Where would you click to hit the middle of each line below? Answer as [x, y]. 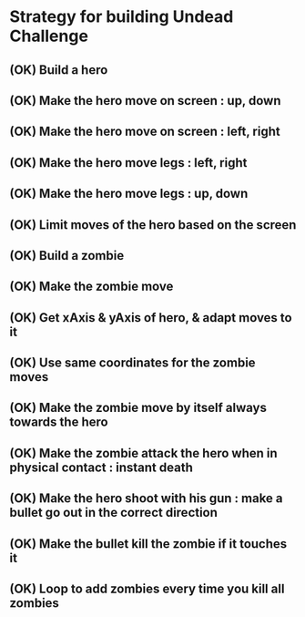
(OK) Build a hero [59, 70]
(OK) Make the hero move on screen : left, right [145, 132]
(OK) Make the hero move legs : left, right [128, 163]
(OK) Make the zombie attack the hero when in [143, 453]
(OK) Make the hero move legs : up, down [129, 194]
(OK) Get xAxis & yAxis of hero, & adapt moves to [151, 318]
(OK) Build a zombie [67, 256]
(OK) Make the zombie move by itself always [138, 408]
